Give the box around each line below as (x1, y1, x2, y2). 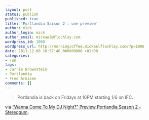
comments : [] (5, 80, 32, 85)
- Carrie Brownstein (5, 67, 48, 72)
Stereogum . (5, 109, 29, 115)
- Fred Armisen (5, 76, 37, 81)
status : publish (5, 12, 38, 17)
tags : (5, 62, 16, 67)
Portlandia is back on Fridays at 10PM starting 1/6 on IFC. (17, 94, 133, 100)
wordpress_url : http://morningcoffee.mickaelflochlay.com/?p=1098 (5, 44, 145, 49)
